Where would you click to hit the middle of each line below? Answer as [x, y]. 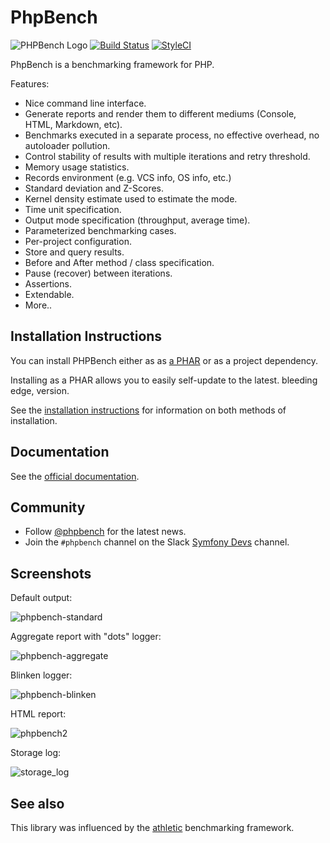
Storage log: [36, 753]
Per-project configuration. [78, 241]
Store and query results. [74, 252]
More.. [38, 305]
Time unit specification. [73, 209]
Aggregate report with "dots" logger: [86, 637]
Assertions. [48, 283]
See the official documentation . [75, 476]
